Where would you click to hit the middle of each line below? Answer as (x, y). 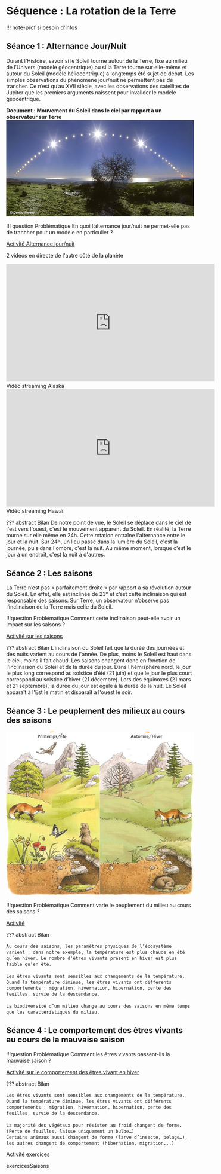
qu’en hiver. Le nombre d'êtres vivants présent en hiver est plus (92, 959)
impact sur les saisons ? (36, 625)
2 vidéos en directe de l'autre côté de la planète (65, 256)
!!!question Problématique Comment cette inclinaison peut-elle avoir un (93, 618)
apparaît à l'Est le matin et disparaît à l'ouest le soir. (69, 692)
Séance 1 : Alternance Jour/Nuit (66, 46)
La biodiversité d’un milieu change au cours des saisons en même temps (98, 1006)
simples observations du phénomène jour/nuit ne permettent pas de (90, 80)
